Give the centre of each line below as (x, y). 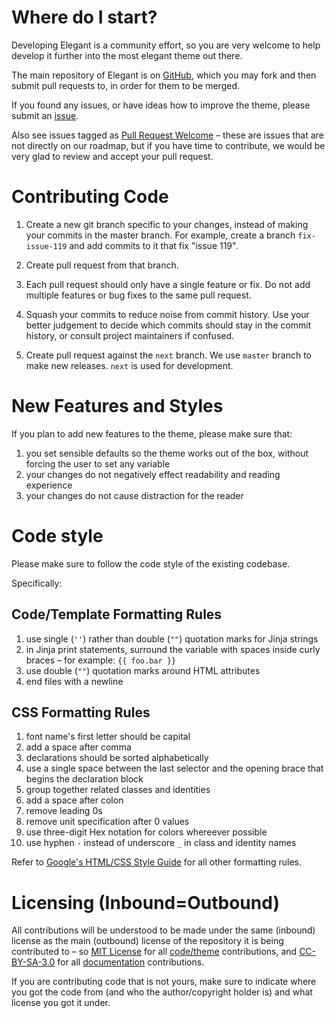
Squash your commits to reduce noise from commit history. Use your (167, 314)
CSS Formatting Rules (81, 712)
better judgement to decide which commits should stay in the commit (168, 325)
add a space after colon (74, 800)
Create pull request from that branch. (102, 265)
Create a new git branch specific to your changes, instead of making (167, 224)
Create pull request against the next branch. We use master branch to (168, 355)
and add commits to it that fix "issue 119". (154, 245)
